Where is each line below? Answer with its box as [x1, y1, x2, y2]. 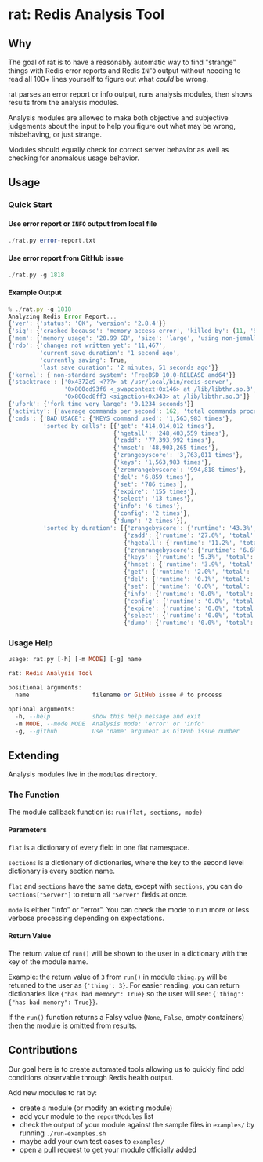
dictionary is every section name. [8, 866, 116, 875]
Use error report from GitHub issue [8, 253, 124, 262]
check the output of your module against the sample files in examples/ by [19, 1120, 255, 1129]
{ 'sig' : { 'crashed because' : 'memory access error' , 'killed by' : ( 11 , [8, 327, 247, 335]
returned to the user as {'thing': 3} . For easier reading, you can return [8, 980, 240, 990]
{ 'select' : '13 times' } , [113, 495, 194, 503]
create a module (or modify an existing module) [19, 1103, 173, 1113]
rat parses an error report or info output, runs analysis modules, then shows [8, 90, 253, 99]
